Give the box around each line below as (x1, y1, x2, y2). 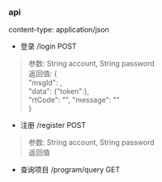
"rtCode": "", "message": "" (28, 95, 120, 105)
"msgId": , (28, 78, 62, 87)
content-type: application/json (8, 25, 109, 35)
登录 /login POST (19, 41, 77, 51)
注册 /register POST (19, 121, 87, 130)
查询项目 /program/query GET (19, 165, 121, 175)
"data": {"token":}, (28, 87, 90, 96)
